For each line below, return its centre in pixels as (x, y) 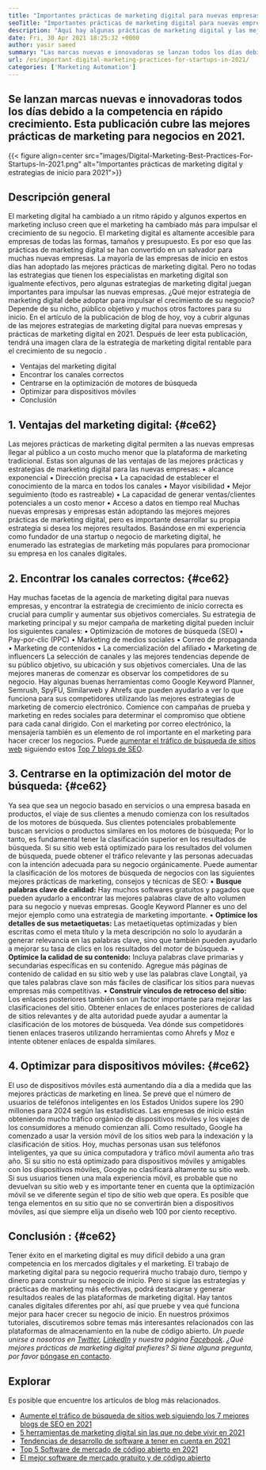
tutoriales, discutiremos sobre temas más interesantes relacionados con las (131, 1323)
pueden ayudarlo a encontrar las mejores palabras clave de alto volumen (127, 898)
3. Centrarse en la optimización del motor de (120, 774)
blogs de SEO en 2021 (56, 1424)
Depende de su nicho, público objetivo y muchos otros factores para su (125, 309)
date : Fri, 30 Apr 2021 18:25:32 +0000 (74, 38)
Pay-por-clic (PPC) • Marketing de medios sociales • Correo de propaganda (133, 640)
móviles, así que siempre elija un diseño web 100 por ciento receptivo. (123, 1211)
